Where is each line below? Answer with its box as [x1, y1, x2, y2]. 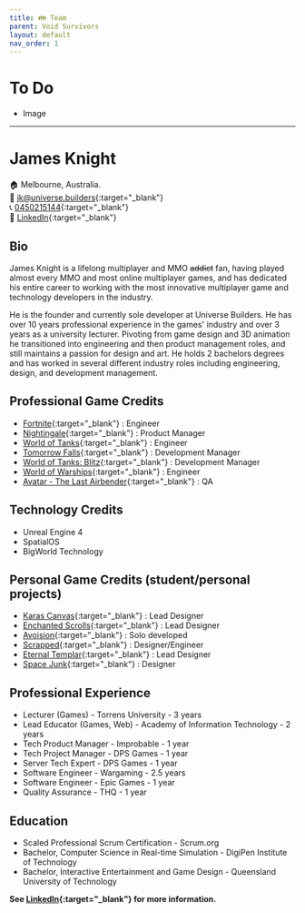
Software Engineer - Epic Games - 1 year [22, 777, 175, 788]
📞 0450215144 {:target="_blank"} [9, 202, 129, 213]
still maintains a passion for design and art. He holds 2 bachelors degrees [9, 348, 285, 359]
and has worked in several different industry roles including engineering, [9, 357, 280, 369]
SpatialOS [22, 536, 61, 547]
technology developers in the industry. [9, 291, 153, 302]
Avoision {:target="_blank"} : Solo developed [22, 630, 188, 641]
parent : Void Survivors [9, 22, 100, 31]
